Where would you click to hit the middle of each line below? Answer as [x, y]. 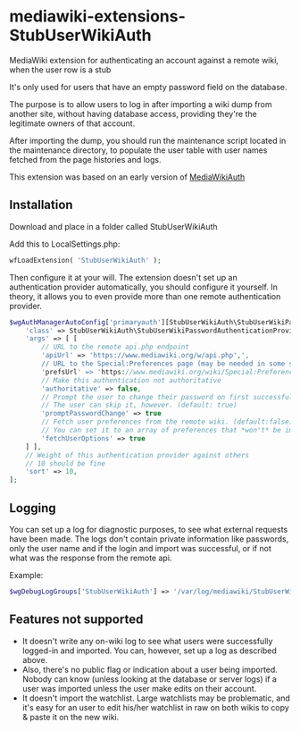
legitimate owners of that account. [72, 123]
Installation [41, 205]
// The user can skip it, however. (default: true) [140, 405]
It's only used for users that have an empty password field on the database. [148, 87]
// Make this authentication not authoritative [131, 380]
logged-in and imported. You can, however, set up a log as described [149, 651]
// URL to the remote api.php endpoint [116, 347]
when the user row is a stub [60, 70]
